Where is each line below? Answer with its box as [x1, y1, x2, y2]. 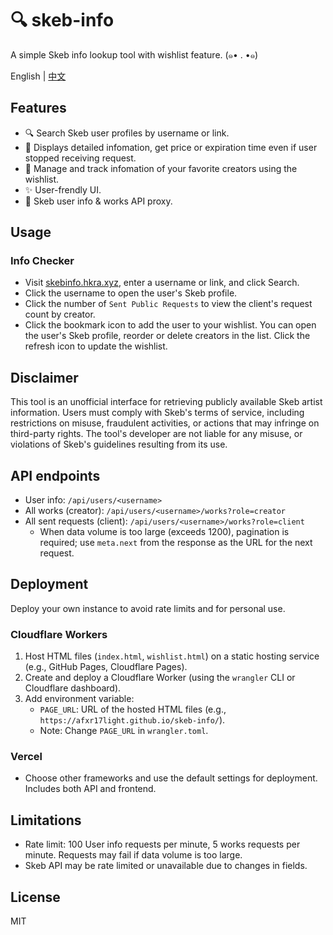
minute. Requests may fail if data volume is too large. [24, 849, 243, 861]
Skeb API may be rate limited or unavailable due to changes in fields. [24, 860, 308, 872]
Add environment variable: [24, 693, 135, 705]
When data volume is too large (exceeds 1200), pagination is [39, 526, 290, 538]
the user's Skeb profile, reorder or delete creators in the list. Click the [24, 330, 311, 342]
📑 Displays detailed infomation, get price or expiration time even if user [24, 141, 318, 153]
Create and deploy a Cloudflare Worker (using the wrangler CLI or [24, 672, 296, 684]
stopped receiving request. [24, 152, 137, 164]
